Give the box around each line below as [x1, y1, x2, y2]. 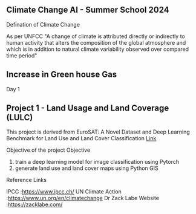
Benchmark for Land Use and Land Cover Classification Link [6, 135, 157, 142]
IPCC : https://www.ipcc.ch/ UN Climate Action [6, 188, 122, 195]
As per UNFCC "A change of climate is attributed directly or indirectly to [6, 33, 186, 40]
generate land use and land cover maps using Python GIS [15, 164, 158, 172]
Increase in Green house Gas [6, 70, 117, 80]
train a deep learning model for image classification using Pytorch [15, 158, 180, 166]
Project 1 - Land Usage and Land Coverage [6, 103, 169, 114]
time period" [6, 51, 38, 59]
